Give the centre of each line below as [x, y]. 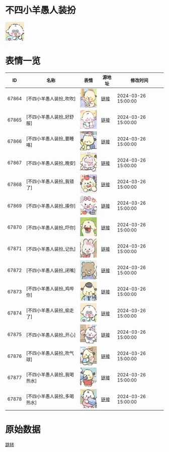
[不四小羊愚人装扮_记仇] [51, 249]
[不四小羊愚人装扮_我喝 [50, 374]
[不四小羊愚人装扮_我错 [50, 181]
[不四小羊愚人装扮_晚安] [51, 163]
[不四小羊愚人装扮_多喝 [50, 396]
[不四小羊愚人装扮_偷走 [50, 310]
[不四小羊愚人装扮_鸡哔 [50, 289]
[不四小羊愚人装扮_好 [48, 117]
